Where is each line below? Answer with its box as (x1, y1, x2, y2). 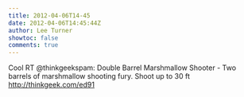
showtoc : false (8, 33, 59, 42)
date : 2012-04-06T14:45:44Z (8, 19, 102, 27)
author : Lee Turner (8, 26, 73, 34)
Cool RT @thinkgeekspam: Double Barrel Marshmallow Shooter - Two (8, 63, 237, 72)
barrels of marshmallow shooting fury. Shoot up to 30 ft (8, 72, 191, 81)
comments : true (8, 41, 59, 49)
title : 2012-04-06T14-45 (8, 11, 91, 20)
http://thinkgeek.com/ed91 (8, 80, 95, 90)
